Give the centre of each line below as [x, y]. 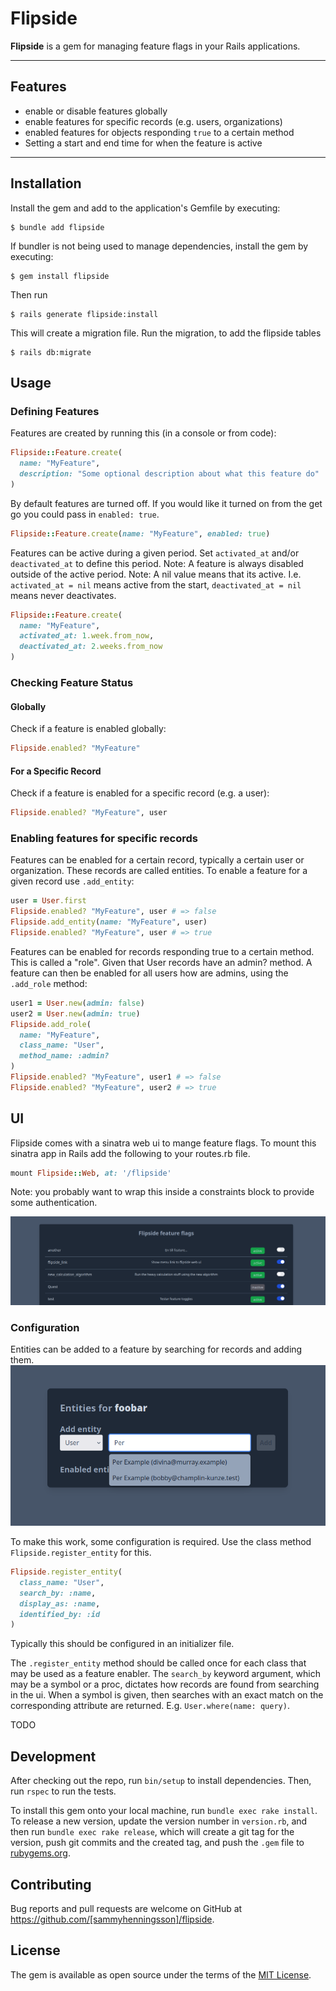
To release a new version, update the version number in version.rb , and [159, 1821]
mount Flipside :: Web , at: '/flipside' [91, 1173]
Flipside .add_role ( [51, 1024]
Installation [46, 183]
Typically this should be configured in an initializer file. [122, 1644]
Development [53, 1756]
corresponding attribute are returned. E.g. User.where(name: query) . [150, 1706]
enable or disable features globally [96, 111]
